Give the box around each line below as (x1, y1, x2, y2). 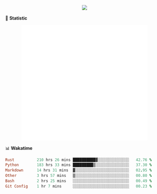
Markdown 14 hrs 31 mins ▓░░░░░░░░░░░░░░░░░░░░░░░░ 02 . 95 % (5, 168, 152, 173)
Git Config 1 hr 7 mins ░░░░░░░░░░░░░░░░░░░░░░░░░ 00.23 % (5, 183, 152, 188)
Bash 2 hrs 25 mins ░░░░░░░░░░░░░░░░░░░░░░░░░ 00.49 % (5, 178, 152, 183)
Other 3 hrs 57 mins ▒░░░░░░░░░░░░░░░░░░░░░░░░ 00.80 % (5, 173, 152, 178)
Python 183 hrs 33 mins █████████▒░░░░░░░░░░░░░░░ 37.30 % (5, 162, 152, 168)
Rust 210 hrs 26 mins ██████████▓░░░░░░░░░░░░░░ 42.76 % (5, 157, 152, 162)
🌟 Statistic (5, 15, 28, 21)
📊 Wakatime (5, 145, 33, 151)
